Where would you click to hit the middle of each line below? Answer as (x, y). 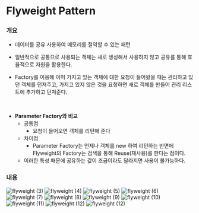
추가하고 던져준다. (47, 92)
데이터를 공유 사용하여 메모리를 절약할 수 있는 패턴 (72, 44)
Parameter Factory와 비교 (46, 116)
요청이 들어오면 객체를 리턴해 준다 (72, 131)
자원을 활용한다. (54, 65)
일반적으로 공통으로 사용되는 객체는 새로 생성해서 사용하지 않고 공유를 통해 (100, 57)
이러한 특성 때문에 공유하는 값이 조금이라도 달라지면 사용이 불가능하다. (105, 161)
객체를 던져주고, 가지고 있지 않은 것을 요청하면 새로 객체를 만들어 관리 (101, 85)
